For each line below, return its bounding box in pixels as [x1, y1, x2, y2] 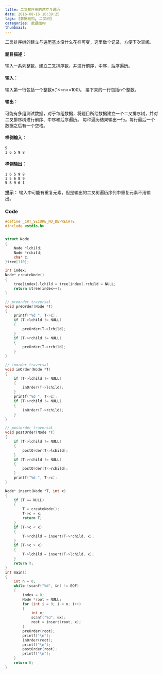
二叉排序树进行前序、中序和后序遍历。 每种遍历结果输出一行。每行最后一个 [5, 116, 155, 122]
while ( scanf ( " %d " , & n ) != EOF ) [14, 584, 79, 588]
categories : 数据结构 [5, 20, 46, 26]
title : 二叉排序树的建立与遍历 [5, 7, 60, 12]
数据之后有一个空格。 [5, 123, 48, 128]
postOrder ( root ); [22, 647, 57, 652]
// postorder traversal [5, 426, 53, 430]
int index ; [5, 268, 27, 273]
